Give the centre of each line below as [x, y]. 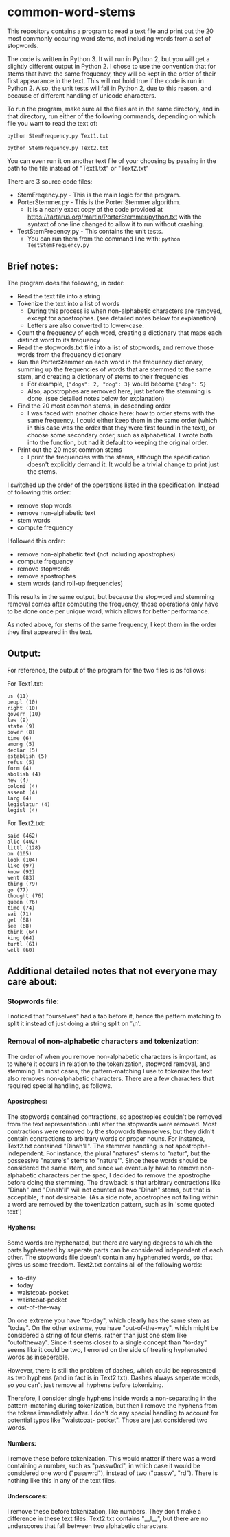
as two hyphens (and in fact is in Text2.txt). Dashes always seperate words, [114, 1377]
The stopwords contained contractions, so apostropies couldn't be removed [114, 1116]
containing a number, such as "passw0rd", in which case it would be [104, 1466]
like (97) [21, 866]
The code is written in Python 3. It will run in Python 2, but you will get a [108, 58]
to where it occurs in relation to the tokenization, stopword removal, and [109, 1064]
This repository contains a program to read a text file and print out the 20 [111, 31]
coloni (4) [23, 786]
